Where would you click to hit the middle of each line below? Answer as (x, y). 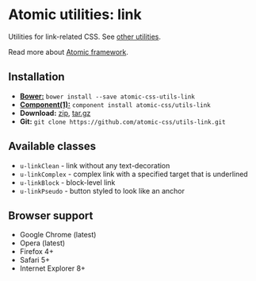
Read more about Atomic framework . (69, 52)
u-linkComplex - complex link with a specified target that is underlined (134, 174)
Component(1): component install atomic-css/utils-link (115, 104)
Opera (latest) (42, 243)
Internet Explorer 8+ (52, 268)
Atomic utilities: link (75, 15)
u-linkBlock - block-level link (67, 182)
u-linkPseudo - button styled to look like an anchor (102, 191)
